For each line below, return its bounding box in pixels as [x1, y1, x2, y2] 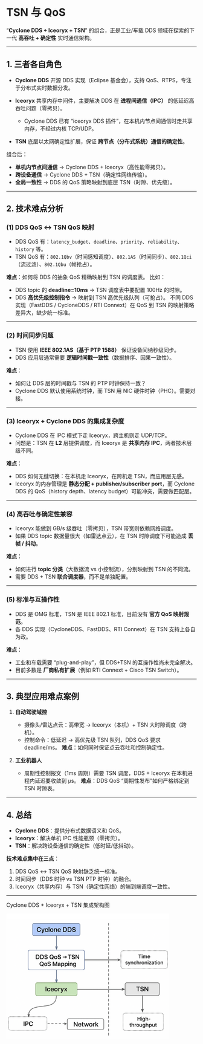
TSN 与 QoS [6, 5, 66, 19]
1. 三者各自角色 [6, 59, 62, 70]
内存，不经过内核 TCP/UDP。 [24, 125, 97, 132]
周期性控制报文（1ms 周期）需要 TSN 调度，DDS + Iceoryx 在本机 [24, 770, 187, 777]
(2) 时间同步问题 [6, 331, 54, 340]
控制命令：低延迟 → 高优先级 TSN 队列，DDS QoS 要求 [24, 736, 161, 744]
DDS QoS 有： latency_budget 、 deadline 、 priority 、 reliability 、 [14, 238, 183, 245]
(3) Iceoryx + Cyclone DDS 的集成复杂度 [6, 417, 124, 425]
